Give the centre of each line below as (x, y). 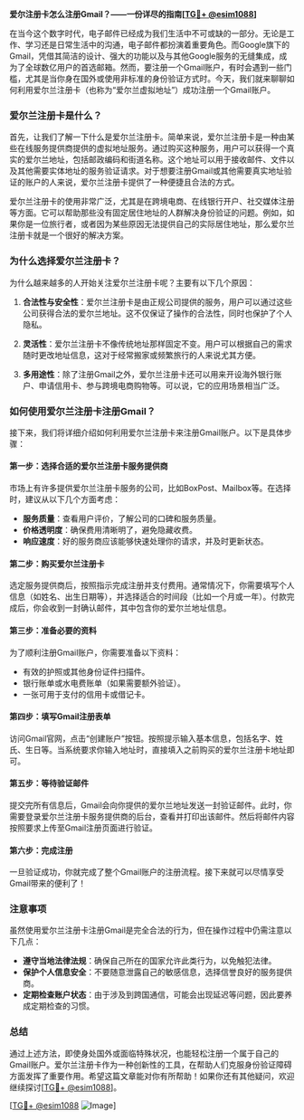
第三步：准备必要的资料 (53, 630)
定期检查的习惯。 (62, 1006)
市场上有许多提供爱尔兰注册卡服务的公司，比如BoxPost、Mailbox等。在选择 (150, 489)
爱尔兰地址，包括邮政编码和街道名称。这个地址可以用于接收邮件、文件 (156, 160)
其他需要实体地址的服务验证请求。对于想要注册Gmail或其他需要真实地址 (151, 171)
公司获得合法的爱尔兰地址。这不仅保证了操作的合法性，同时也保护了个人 (157, 313)
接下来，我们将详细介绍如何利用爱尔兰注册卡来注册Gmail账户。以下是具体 (147, 432)
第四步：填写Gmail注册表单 (60, 717)
